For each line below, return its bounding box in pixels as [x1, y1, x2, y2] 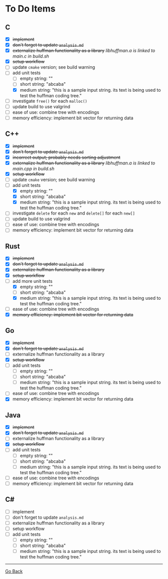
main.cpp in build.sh [12, 165, 54, 171]
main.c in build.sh [12, 53, 49, 59]
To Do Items [5, 3, 56, 15]
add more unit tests [12, 278, 52, 284]
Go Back [5, 568, 23, 574]
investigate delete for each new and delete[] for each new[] [12, 210, 135, 216]
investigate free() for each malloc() [12, 98, 87, 104]
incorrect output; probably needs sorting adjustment [12, 154, 121, 160]
